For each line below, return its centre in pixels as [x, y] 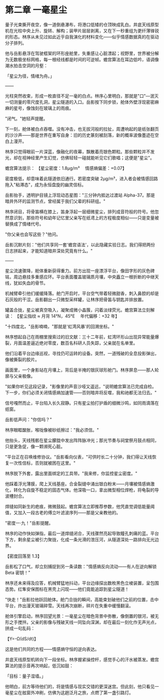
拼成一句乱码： [20, 628]
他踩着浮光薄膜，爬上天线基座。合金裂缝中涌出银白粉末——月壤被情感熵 [78, 483]
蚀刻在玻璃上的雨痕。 [52, 108]
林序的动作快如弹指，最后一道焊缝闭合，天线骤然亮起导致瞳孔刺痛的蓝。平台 [82, 533]
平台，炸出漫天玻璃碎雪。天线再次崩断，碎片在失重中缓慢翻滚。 [69, 605]
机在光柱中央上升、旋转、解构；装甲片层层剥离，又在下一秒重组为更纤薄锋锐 [82, 30]
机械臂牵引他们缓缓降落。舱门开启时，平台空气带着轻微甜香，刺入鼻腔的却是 [82, 293]
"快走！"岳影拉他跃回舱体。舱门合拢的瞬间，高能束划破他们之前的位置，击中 [82, 599]
